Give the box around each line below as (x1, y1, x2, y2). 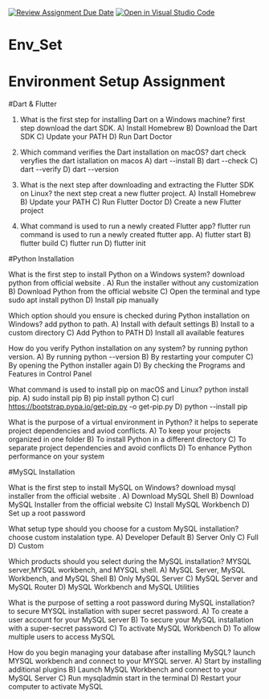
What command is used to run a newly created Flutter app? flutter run (19, 221, 251, 231)
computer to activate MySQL (8, 682, 104, 692)
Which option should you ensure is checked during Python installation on (8, 310, 251, 321)
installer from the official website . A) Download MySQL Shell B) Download (8, 491, 255, 501)
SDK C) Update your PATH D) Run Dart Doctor (19, 132, 173, 142)
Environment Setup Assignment (8, 72, 226, 91)
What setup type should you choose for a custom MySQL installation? (8, 524, 239, 534)
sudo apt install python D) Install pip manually (8, 295, 159, 305)
